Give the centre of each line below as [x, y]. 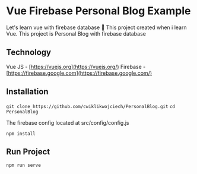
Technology [29, 53]
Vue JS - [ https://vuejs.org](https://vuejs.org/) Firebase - [76, 67]
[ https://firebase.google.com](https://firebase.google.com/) [79, 73]
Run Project [28, 152]
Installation [27, 92]
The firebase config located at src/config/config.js [68, 122]
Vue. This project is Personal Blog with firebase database [76, 33]
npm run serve [24, 165]
